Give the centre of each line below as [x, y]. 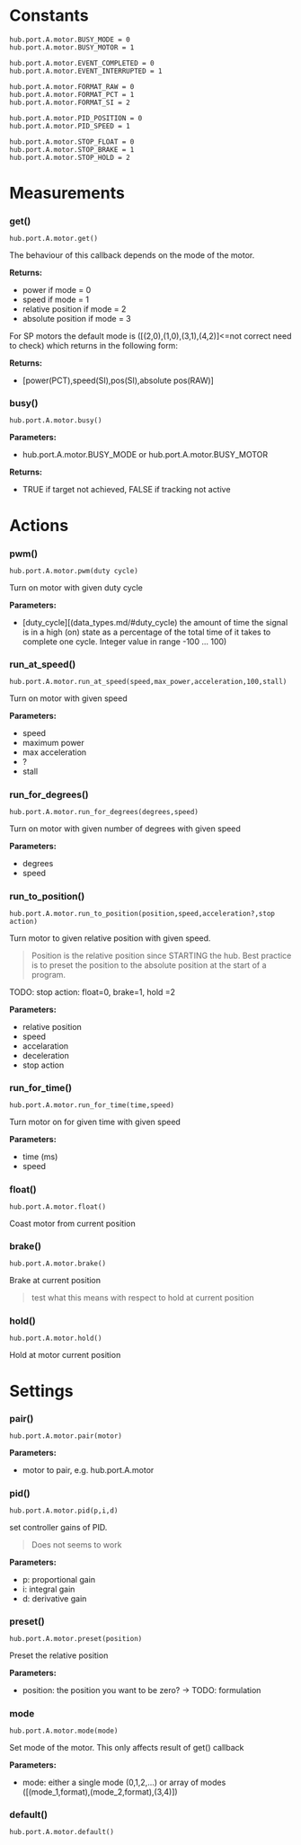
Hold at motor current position [65, 1354]
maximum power [53, 743]
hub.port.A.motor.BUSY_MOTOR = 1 [72, 47]
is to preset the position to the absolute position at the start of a [149, 965]
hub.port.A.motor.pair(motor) [66, 1436]
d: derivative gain [54, 1598]
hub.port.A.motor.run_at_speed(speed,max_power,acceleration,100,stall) [148, 682]
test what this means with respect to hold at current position [142, 1298]
